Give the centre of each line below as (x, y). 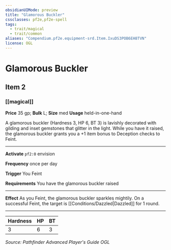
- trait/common (26, 34)
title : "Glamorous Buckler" (35, 15)
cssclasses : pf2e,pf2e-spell (36, 19)
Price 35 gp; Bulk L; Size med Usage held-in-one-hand (64, 113)
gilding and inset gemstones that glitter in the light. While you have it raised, (85, 128)
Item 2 (16, 87)
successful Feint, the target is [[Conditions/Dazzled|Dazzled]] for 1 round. (82, 203)
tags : (11, 24)
